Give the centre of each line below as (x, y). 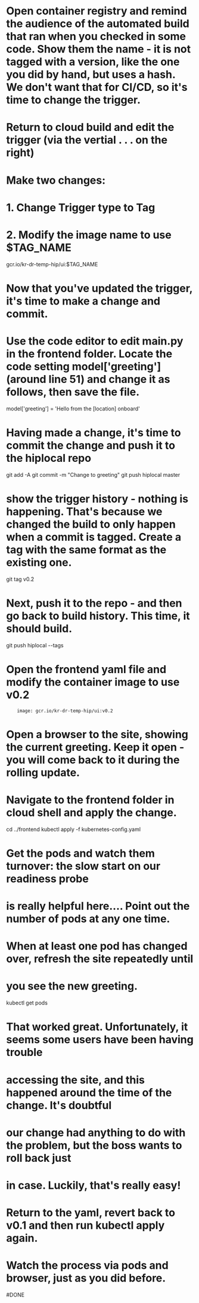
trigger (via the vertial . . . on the (87, 140)
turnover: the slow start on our (83, 866)
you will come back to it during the (93, 759)
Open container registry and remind (97, 11)
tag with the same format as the (86, 549)
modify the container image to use (93, 682)
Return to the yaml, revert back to (91, 1213)
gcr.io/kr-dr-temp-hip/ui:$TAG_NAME (52, 264)
